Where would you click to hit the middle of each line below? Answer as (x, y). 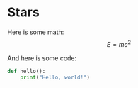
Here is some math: (36, 32)
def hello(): (27, 71)
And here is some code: (42, 58)
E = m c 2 (119, 43)
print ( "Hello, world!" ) (55, 78)
